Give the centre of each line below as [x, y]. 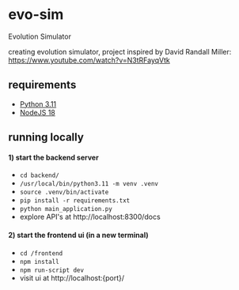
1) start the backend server [53, 157]
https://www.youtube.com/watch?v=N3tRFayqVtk [89, 60]
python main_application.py [66, 209]
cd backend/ [39, 175]
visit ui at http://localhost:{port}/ [72, 277]
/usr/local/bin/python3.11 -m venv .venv [89, 184]
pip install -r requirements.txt [75, 201]
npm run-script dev [52, 270]
